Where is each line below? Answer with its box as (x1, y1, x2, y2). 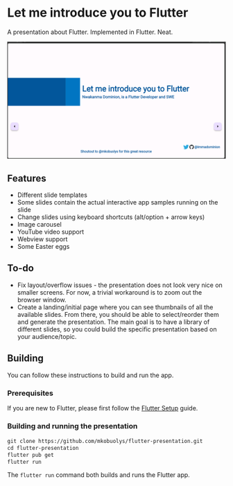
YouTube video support (17, 227, 85, 236)
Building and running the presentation (7, 421, 138, 431)
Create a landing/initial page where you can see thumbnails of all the (17, 303, 214, 311)
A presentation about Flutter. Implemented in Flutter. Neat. (7, 28, 173, 36)
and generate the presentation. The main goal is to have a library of (17, 318, 210, 326)
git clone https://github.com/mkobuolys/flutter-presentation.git (7, 438, 203, 445)
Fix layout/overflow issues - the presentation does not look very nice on (17, 281, 223, 289)
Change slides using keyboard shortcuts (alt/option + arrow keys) (17, 213, 205, 221)
